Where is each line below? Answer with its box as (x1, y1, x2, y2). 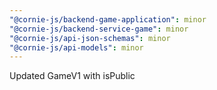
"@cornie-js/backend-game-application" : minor (9, 14, 207, 25)
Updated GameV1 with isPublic (9, 70, 136, 82)
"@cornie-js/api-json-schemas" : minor (9, 33, 171, 43)
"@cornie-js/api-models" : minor (9, 42, 144, 53)
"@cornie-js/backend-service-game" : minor (9, 24, 189, 34)
